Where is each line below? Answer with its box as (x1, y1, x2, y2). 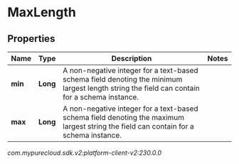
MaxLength (7, 4, 76, 21)
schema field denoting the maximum (63, 113, 185, 122)
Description (111, 54, 152, 63)
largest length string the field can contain (63, 83, 201, 93)
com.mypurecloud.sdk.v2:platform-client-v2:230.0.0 (7, 148, 162, 157)
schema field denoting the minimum (63, 75, 183, 84)
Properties (7, 33, 55, 45)
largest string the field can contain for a (63, 121, 194, 131)
